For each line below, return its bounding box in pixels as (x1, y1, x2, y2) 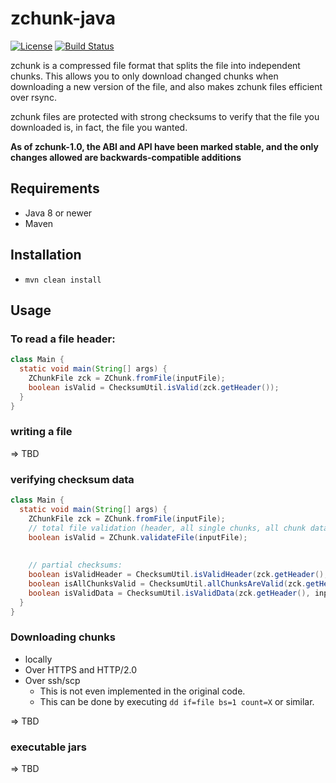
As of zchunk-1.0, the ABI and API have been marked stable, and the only (10, 140, 319, 152)
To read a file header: (10, 332, 116, 346)
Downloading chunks (10, 630, 116, 644)
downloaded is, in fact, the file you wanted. (10, 121, 188, 133)
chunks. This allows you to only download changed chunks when (10, 70, 279, 82)
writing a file (10, 425, 73, 439)
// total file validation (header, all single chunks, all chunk (28, 523, 307, 533)
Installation (10, 247, 82, 264)
